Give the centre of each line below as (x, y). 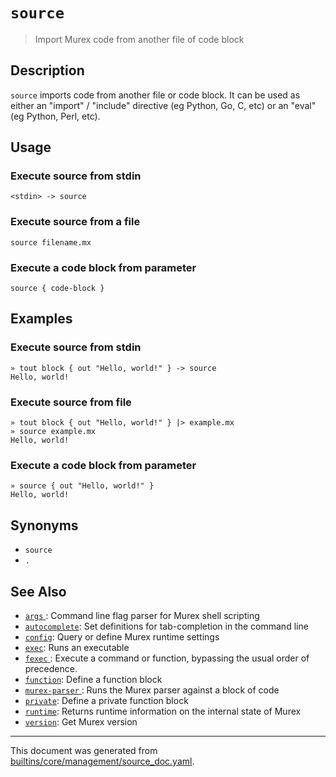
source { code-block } (57, 289)
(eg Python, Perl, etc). (55, 116)
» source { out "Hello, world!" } (82, 486)
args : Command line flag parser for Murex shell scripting (142, 615)
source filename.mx (51, 242)
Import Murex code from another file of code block (139, 39)
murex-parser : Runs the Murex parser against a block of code (152, 690)
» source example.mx (53, 432)
